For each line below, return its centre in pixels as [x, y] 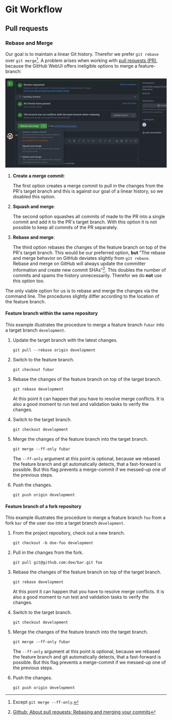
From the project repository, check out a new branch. [69, 533]
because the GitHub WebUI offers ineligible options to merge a [71, 66]
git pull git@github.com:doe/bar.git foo [57, 563]
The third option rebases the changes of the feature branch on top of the [89, 248]
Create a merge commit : [39, 176]
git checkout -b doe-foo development [53, 543]
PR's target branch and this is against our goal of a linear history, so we [88, 191]
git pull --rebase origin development [54, 350]
